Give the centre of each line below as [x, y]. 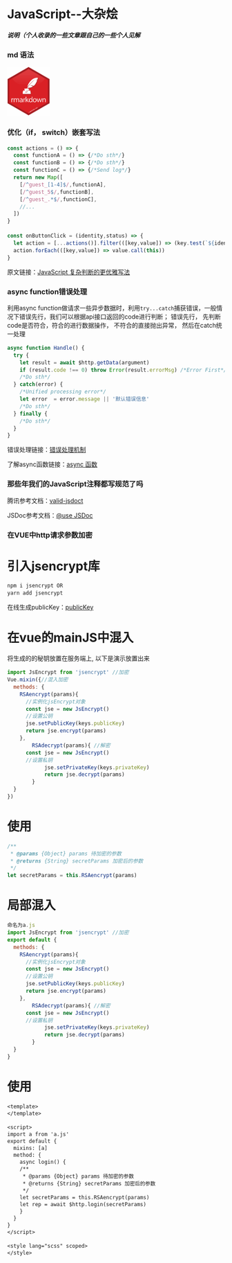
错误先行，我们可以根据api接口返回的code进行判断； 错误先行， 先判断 [120, 317]
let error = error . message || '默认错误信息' [85, 399]
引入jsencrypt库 [54, 566]
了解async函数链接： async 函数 [52, 464]
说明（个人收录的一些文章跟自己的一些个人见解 [74, 35]
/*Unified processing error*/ [63, 392]
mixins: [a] [31, 1148]
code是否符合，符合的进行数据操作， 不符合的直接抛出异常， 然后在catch [112, 325]
